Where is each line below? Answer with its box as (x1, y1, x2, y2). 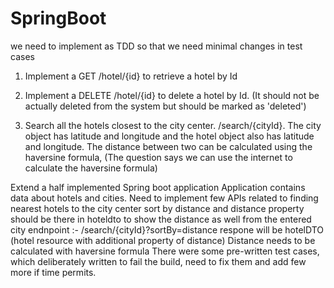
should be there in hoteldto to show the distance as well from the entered (10, 213, 312, 225)
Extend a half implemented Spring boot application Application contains (10, 181, 306, 193)
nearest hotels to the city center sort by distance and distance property (10, 202, 305, 214)
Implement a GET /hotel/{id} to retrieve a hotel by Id (24, 70, 238, 82)
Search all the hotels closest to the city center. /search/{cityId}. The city (24, 119, 322, 131)
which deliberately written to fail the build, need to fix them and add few (10, 255, 307, 267)
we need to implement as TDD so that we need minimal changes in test (10, 40, 303, 52)
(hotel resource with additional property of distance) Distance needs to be (10, 234, 316, 246)
